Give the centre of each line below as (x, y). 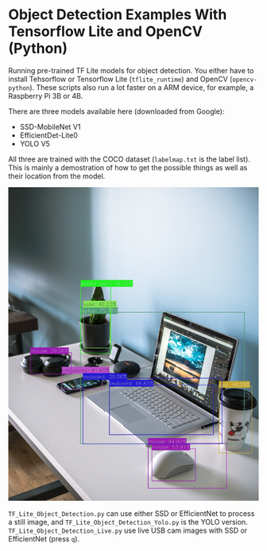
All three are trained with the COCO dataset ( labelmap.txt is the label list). (129, 159)
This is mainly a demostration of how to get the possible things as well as (128, 167)
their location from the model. (57, 176)
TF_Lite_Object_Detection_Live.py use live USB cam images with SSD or (128, 530)
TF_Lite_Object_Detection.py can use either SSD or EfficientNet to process (132, 514)
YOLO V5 (35, 143)
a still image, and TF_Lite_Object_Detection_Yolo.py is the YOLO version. (128, 522)
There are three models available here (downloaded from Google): (116, 111)
